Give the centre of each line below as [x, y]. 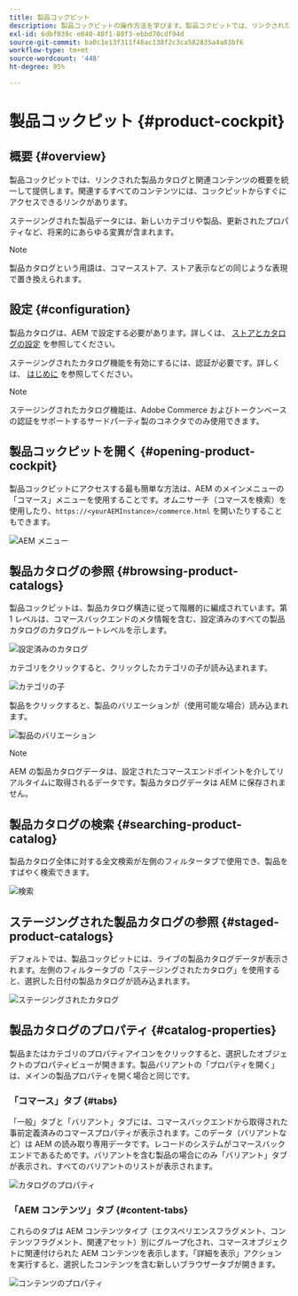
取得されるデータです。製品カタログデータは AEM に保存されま [171, 782]
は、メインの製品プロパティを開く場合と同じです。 [102, 1075]
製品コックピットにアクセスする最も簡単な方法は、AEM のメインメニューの [147, 488]
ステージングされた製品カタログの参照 [114, 922]
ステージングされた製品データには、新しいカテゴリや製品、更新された [137, 220]
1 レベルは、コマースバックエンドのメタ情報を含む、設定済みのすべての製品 [147, 619]
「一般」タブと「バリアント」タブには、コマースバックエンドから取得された [149, 1122]
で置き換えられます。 [48, 279]
